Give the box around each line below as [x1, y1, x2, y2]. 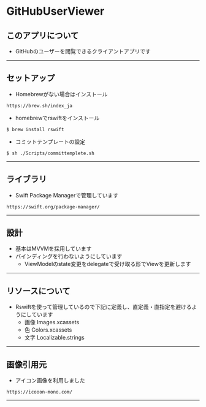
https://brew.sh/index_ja [6, 102, 72, 108]
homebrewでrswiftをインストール [15, 114, 100, 121]
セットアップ [6, 73, 55, 83]
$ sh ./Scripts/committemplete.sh [6, 150, 95, 156]
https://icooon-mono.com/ [6, 389, 72, 395]
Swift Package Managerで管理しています [15, 191, 119, 199]
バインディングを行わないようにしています [15, 253, 123, 260]
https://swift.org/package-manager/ [6, 203, 100, 210]
